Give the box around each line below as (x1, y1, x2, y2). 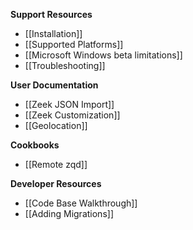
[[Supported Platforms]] (24, 39, 124, 50)
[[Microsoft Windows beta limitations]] (24, 49, 183, 61)
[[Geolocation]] (24, 120, 88, 131)
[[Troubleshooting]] (24, 60, 106, 71)
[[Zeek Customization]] (24, 109, 121, 121)
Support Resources (10, 9, 93, 20)
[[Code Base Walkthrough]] (24, 197, 138, 209)
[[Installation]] (24, 28, 83, 39)
